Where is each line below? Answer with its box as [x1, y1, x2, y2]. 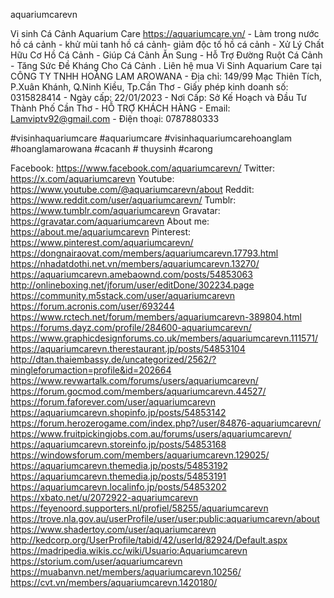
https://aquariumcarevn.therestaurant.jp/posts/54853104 [10, 343, 246, 354]
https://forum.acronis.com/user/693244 [10, 300, 175, 312]
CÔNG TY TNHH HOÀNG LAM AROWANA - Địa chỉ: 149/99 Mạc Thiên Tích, [10, 70, 323, 82]
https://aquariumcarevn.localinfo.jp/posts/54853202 [10, 481, 227, 493]
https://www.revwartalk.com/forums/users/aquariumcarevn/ [10, 375, 259, 386]
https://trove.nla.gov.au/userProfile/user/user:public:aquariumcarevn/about [10, 513, 320, 524]
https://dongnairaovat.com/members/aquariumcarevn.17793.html [10, 247, 279, 259]
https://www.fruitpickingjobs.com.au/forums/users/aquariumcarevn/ [10, 428, 292, 439]
